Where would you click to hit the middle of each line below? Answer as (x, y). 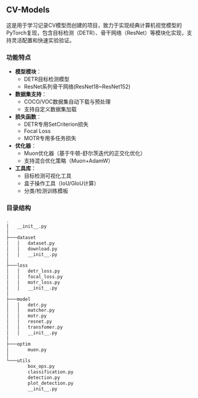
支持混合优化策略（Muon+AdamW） (69, 161)
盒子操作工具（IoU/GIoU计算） (61, 184)
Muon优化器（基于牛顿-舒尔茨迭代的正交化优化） (85, 154)
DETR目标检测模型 (47, 79)
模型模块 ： (28, 72)
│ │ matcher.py (31, 310)
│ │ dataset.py (31, 243)
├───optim (19, 344)
